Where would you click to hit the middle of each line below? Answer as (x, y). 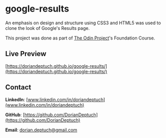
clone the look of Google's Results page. (48, 28)
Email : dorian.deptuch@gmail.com (41, 130)
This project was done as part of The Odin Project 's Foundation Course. (80, 38)
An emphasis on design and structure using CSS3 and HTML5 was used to (83, 23)
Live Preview (26, 54)
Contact (18, 87)
